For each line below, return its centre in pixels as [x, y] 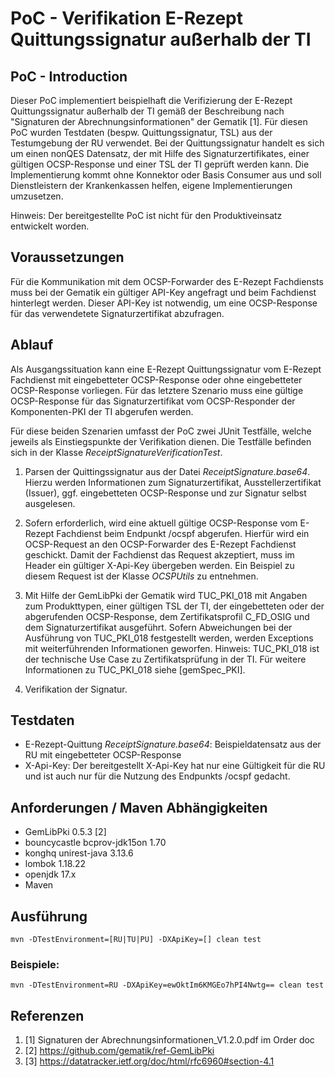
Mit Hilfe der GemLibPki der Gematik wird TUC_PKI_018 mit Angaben [166, 595]
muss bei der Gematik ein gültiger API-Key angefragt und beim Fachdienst [163, 292]
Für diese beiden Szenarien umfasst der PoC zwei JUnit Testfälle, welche [161, 431]
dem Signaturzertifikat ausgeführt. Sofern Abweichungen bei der [158, 627]
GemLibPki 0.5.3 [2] [65, 832]
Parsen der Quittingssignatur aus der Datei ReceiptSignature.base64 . [167, 471]
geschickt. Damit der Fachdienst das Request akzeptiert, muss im [159, 554]
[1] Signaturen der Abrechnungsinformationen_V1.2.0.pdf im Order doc [169, 1040]
